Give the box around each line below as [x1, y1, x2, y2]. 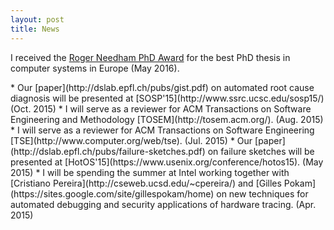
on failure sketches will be [207, 145, 315, 157]
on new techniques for [216, 187, 309, 200]
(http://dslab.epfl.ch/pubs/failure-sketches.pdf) [10, 145, 206, 157]
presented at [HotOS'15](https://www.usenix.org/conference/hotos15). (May [10, 156, 324, 168]
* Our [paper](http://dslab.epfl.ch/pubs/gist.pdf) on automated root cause [10, 81, 315, 93]
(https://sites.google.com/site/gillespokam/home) [10, 187, 215, 200]
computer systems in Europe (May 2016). [10, 62, 180, 74]
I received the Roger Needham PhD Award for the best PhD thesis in [10, 51, 291, 63]
